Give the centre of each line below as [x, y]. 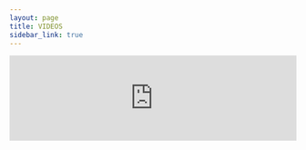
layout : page [34, 18]
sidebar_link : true [46, 35]
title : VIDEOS [36, 26]
